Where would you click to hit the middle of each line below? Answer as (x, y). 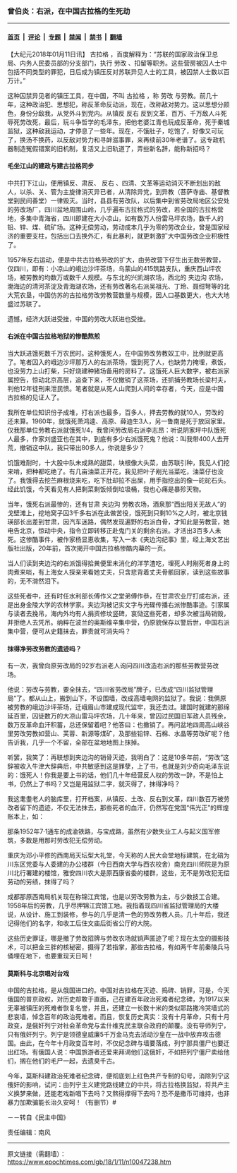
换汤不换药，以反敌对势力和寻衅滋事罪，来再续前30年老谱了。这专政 (119, 140)
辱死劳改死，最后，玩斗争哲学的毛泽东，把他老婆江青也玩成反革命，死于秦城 (119, 122)
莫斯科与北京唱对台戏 (38, 973)
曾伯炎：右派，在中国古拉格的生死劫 (69, 11)
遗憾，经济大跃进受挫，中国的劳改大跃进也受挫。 (78, 318)
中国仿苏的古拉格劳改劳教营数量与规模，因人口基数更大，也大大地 (134, 295)
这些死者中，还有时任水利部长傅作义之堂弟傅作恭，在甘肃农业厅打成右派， (115, 596)
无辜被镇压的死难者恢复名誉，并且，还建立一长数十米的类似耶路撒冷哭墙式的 (119, 1008)
